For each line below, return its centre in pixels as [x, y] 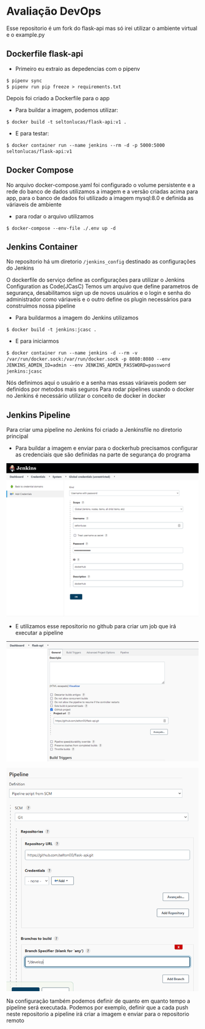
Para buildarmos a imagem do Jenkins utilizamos [77, 318]
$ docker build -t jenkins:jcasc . [52, 330]
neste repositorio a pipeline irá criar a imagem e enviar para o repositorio [98, 1014]
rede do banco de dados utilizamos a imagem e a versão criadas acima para [102, 191]
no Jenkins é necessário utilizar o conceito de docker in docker [86, 396]
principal [17, 436]
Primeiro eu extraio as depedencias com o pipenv [77, 69]
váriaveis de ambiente [34, 204]
